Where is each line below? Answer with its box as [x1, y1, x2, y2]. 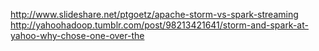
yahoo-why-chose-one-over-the [10, 30, 145, 41]
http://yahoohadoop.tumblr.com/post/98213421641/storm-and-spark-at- [10, 19, 309, 31]
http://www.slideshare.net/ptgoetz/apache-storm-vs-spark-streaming [10, 9, 299, 20]
